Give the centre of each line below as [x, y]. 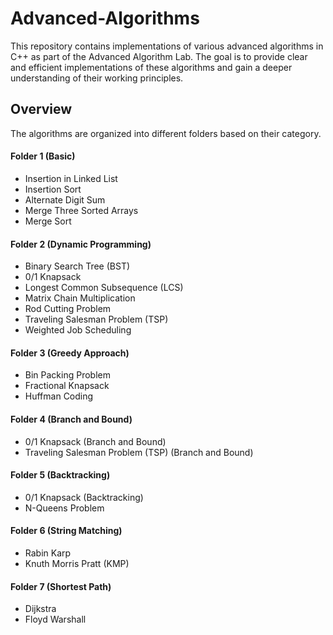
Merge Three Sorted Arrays [81, 210]
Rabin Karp [48, 553]
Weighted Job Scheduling [78, 330]
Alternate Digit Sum [65, 199]
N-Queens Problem [64, 508]
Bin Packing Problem [67, 375]
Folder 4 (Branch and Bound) [71, 419]
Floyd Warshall [55, 619]
